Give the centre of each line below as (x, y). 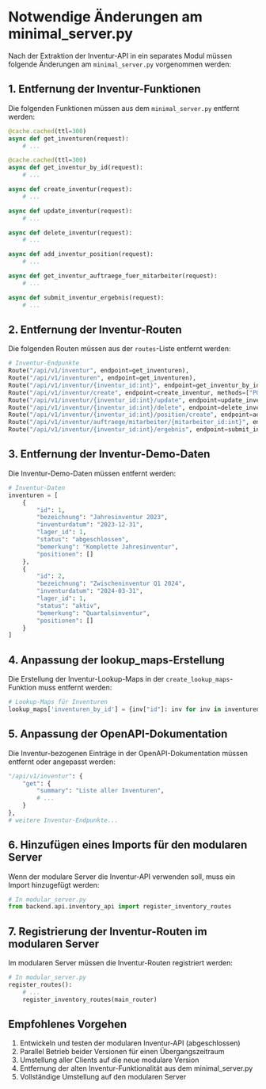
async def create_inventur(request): (70, 189)
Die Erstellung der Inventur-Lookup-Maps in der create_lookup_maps (119, 679)
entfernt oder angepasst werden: (62, 762)
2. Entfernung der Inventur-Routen (95, 329)
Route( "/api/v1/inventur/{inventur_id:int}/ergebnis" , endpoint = (118, 430)
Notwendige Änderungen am (106, 17)
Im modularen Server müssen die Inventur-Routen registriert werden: (121, 963)
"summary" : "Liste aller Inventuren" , (101, 791)
